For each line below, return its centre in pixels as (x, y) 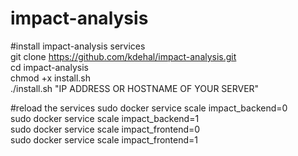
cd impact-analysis (49, 67)
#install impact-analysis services (78, 46)
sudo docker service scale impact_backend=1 (105, 118)
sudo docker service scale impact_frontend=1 (104, 139)
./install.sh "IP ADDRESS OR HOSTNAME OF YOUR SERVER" (135, 88)
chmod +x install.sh (51, 78)
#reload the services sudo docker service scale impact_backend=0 (149, 108)
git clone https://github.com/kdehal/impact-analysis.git (123, 56)
